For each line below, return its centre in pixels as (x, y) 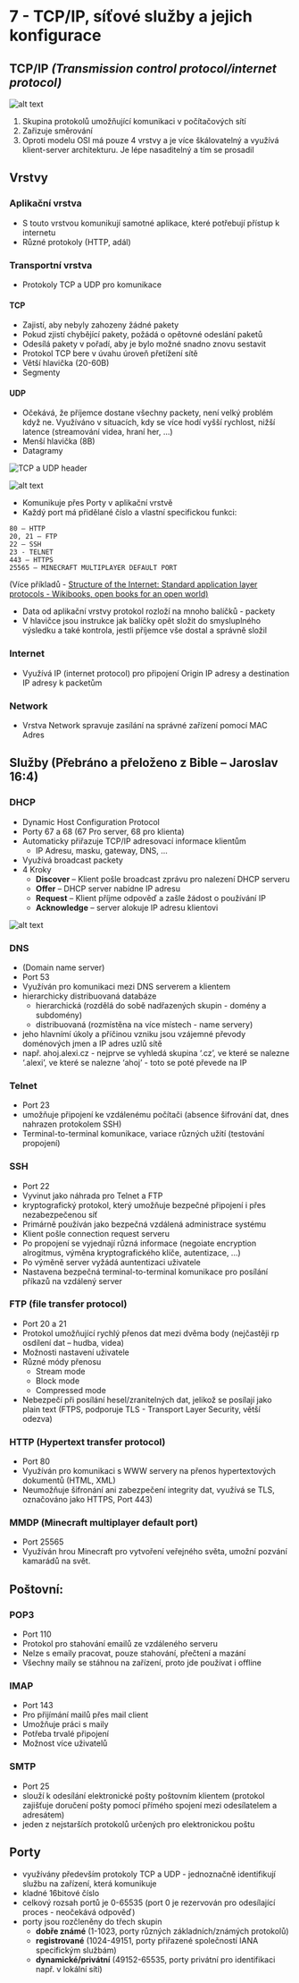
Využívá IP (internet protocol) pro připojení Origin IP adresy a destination (156, 673)
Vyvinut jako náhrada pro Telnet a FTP (92, 1196)
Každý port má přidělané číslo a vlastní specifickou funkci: (129, 513)
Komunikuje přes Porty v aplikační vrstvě (97, 503)
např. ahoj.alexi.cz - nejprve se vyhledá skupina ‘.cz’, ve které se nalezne (156, 1052)
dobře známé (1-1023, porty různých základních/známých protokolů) (162, 1931)
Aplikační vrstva (46, 203)
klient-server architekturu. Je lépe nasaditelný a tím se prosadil (138, 150)
